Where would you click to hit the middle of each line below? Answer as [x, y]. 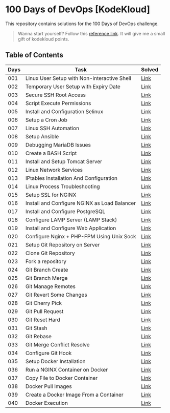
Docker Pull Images [49, 386]
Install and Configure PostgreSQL [65, 211]
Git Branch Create [47, 270]
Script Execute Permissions [58, 103]
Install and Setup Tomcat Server [64, 161]
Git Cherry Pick [44, 303]
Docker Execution [46, 403]
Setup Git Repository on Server [63, 244]
